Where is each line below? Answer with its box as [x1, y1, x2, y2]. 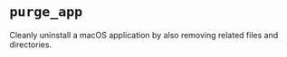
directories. [9, 39, 53, 50]
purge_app [9, 4, 83, 20]
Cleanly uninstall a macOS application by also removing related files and [9, 29, 279, 40]
